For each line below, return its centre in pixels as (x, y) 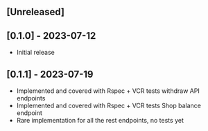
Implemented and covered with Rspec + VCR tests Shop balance (109, 106)
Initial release (35, 53)
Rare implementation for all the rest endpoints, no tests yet (100, 121)
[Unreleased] (36, 12)
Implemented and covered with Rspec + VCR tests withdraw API (108, 91)
